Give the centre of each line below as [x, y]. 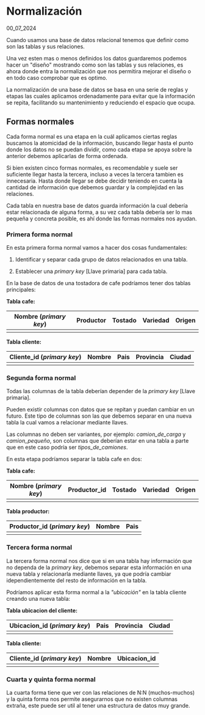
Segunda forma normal [41, 378]
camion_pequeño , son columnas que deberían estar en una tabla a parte [98, 441]
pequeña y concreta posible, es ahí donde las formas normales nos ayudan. [102, 219]
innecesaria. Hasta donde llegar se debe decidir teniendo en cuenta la [95, 181]
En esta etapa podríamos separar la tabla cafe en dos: [74, 459]
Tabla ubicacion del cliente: [42, 610]
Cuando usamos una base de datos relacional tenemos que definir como [98, 40]
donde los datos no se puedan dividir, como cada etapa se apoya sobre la [99, 149]
